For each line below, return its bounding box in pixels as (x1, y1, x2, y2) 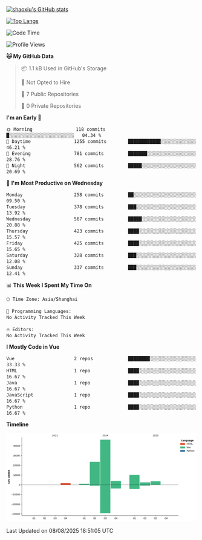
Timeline (6, 421, 29, 428)
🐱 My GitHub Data (6, 53, 54, 60)
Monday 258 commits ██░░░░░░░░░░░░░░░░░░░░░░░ (6, 192, 197, 198)
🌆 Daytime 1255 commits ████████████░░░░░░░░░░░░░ (6, 139, 197, 145)
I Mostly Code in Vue (6, 343, 60, 351)
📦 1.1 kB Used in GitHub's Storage (21, 65, 107, 72)
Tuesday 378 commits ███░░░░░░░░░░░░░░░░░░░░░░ (6, 204, 197, 210)
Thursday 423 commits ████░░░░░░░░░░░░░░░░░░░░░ (6, 228, 197, 234)
